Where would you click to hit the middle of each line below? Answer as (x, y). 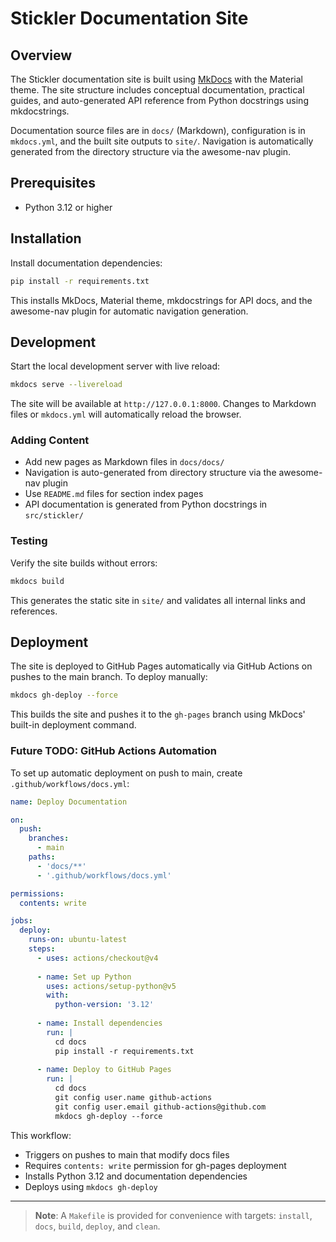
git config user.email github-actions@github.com (160, 1107)
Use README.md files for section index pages (114, 494)
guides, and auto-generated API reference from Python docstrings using (159, 100)
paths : (42, 857)
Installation (46, 238)
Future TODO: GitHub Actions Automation (113, 751)
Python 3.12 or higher (68, 207)
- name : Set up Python (84, 977)
